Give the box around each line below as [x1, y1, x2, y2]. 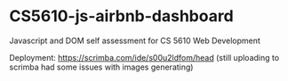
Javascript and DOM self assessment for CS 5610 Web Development [9, 35, 260, 46]
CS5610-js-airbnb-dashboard [9, 6, 234, 26]
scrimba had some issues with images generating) [9, 62, 194, 72]
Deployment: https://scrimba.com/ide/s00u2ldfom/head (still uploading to [9, 52, 280, 63]
